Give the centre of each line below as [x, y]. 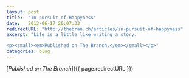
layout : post [23, 12]
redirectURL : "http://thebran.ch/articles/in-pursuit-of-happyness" [95, 29]
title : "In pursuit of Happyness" [51, 18]
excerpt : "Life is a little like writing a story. [72, 35]
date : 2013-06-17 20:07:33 [43, 23]
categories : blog [28, 51]
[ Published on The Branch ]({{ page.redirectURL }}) [70, 68]
